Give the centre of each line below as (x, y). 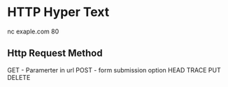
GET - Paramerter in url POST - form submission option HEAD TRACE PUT (114, 70)
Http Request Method (55, 53)
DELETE (19, 77)
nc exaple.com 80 (33, 31)
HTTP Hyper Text (58, 12)
